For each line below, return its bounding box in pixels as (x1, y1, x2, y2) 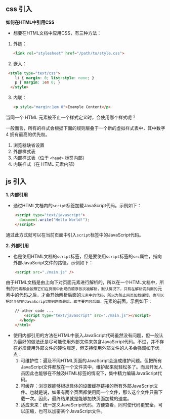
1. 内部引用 (6, 192, 28, 198)
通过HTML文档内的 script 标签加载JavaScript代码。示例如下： (13, 202, 142, 208)
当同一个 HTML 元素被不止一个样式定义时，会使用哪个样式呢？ (6, 114, 136, 120)
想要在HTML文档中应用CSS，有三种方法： (13, 30, 102, 36)
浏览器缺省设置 (13, 142, 45, 148)
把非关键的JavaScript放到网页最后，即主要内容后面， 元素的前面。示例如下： (6, 298, 153, 304)
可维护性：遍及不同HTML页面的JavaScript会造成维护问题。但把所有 (20, 357, 162, 363)
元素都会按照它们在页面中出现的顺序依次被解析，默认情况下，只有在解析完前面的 (15, 287, 158, 292)
